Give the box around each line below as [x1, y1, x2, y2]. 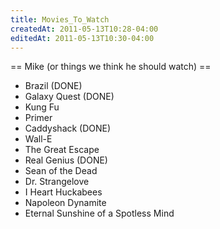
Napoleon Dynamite [24, 197, 107, 209]
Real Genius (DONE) [24, 154, 108, 166]
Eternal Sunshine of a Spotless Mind [24, 207, 175, 220]
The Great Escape [24, 144, 100, 156]
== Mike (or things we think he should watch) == [10, 61, 212, 73]
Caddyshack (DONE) [24, 122, 112, 135]
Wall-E [24, 133, 53, 145]
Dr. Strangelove [24, 176, 90, 188]
